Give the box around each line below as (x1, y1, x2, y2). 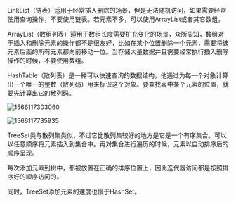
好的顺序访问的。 (13, 172, 63, 181)
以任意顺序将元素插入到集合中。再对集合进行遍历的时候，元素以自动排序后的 (7, 140, 229, 148)
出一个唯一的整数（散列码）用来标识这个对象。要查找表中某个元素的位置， (7, 80, 223, 88)
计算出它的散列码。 (19, 89, 75, 97)
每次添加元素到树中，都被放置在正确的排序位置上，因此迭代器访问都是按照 (7, 164, 223, 172)
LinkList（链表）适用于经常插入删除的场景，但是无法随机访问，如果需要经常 (7, 6, 227, 14)
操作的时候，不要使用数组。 (7, 56, 88, 65)
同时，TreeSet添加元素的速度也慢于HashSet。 (7, 187, 140, 196)
